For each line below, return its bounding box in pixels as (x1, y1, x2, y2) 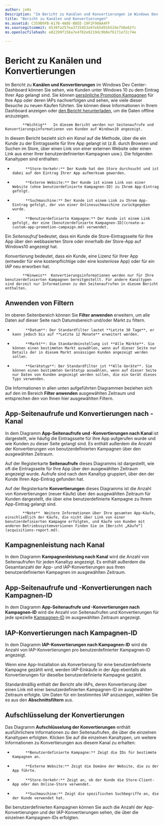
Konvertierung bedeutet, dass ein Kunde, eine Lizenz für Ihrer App (5, 253, 138, 259)
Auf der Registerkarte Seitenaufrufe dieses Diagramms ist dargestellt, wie (5, 460, 155, 466)
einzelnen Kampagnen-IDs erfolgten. (5, 814, 80, 820)
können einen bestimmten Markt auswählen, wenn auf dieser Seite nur (12, 346, 157, 350)
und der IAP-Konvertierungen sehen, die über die (40, 809, 139, 815)
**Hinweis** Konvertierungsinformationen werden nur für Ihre (22, 273, 154, 278)
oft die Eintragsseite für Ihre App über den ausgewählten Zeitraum (5, 465, 138, 472)
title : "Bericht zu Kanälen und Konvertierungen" (5, 16, 108, 21)
